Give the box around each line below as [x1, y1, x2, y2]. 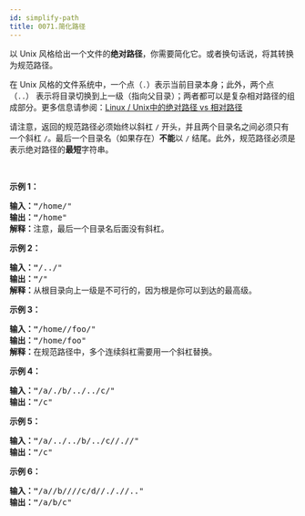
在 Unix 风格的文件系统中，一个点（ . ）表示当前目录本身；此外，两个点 [9, 78, 275, 89]
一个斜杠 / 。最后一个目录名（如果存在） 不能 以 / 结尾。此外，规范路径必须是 [9, 132, 296, 143]
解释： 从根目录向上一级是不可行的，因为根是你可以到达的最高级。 [9, 284, 257, 295]
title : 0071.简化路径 [9, 22, 86, 31]
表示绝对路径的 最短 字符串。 [9, 143, 114, 155]
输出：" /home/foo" [9, 335, 86, 346]
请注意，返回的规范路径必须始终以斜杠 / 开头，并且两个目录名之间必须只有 [9, 120, 290, 132]
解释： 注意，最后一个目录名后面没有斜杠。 [9, 223, 169, 233]
